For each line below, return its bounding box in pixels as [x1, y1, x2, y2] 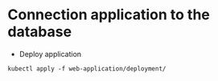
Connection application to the [7, 6, 211, 24]
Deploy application [19, 49, 82, 59]
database [7, 22, 72, 41]
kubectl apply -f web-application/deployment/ [7, 64, 167, 73]
